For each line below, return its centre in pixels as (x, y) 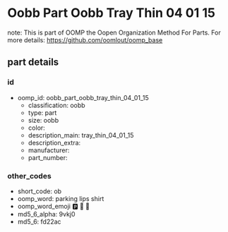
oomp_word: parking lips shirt (61, 198)
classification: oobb (57, 105)
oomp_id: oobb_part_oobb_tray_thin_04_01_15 (83, 97)
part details (33, 62)
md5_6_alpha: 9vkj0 (46, 214)
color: (37, 128)
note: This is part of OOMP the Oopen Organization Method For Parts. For (114, 32)
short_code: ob (40, 191)
